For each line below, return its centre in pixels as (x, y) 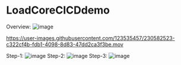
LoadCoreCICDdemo (58, 10)
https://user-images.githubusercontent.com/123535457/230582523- (90, 38)
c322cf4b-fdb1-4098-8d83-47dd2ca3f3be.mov (65, 44)
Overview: (19, 27)
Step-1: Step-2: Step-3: (57, 56)
